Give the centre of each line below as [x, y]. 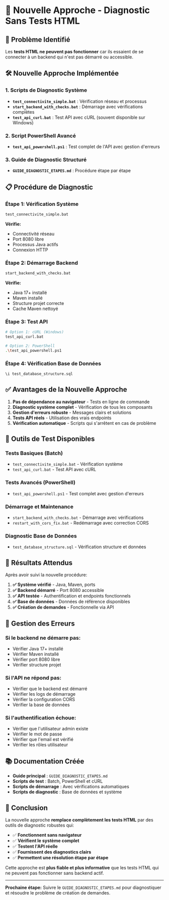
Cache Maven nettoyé [35, 309]
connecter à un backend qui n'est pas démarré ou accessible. [69, 57]
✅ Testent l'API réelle [35, 846]
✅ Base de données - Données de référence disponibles [71, 602]
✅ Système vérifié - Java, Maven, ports [54, 585]
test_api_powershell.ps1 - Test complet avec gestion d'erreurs [78, 493]
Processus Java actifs [35, 244]
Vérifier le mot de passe [37, 734]
